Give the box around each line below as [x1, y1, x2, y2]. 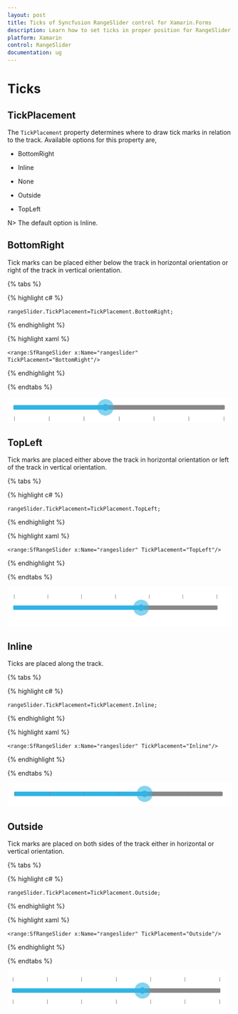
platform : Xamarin [7, 34, 62, 41]
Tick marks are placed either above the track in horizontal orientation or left [7, 455, 229, 464]
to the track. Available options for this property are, [7, 136, 157, 144]
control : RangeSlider [7, 41, 72, 49]
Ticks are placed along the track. [7, 659, 104, 668]
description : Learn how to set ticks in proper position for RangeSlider [7, 26, 232, 34]
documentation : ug [7, 49, 62, 56]
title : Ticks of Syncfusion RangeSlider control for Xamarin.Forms [7, 19, 212, 26]
